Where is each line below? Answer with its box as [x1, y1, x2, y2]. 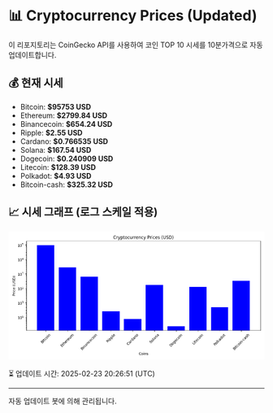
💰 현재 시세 [8, 76, 63, 90]
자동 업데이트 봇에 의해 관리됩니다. [8, 396, 117, 406]
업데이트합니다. [8, 50, 57, 59]
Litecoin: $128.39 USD [19, 162, 96, 172]
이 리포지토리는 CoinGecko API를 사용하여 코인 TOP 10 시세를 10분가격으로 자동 [8, 40, 263, 50]
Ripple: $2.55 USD [19, 128, 83, 137]
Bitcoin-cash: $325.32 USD [19, 180, 114, 189]
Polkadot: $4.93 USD [19, 171, 92, 180]
